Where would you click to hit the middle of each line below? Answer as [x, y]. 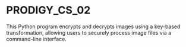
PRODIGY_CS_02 [48, 10]
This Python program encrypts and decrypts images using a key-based [93, 26]
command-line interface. [36, 39]
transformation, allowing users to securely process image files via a [89, 32]
